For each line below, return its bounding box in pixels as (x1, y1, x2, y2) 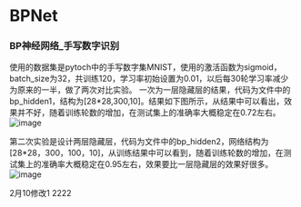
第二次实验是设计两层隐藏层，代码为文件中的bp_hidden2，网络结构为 (9, 136, 269, 147)
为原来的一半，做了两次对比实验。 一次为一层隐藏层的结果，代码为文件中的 (9, 84, 291, 95)
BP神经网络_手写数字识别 (9, 40, 120, 53)
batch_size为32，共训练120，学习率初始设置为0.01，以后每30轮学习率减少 (9, 74, 289, 84)
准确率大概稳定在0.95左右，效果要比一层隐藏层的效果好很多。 (40, 159, 274, 170)
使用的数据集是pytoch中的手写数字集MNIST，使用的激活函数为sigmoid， (9, 62, 282, 73)
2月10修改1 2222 (9, 188, 72, 199)
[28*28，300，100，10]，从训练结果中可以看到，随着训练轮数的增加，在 (9, 147, 284, 159)
